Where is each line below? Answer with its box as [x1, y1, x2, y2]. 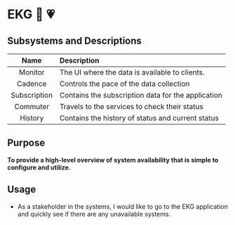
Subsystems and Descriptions [7, 34, 142, 46]
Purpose [7, 137, 46, 149]
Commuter [13, 102, 50, 111]
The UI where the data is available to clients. [59, 67, 205, 77]
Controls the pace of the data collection [59, 79, 190, 89]
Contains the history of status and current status [59, 113, 219, 122]
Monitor [18, 67, 45, 77]
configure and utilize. [7, 163, 72, 172]
